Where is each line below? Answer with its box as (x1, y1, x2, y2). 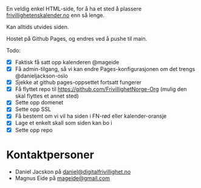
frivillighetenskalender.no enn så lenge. (6, 12, 105, 19)
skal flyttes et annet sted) (15, 92, 79, 99)
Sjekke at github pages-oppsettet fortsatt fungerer (15, 79, 141, 86)
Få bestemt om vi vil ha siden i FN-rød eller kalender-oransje (15, 112, 167, 120)
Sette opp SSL (15, 106, 52, 113)
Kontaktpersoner (6, 148, 94, 161)
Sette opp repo (15, 126, 53, 133)
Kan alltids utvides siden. (6, 24, 69, 30)
